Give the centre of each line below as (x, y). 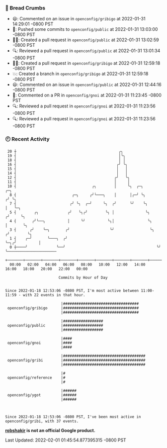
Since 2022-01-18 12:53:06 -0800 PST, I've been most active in (73, 417)
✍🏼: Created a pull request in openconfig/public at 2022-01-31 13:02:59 (85, 40)
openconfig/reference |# (36, 377)
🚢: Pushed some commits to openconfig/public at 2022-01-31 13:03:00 (85, 29)
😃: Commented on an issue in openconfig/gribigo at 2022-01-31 (79, 19)
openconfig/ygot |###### (42, 395)
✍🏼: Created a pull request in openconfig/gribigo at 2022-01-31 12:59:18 (86, 63)
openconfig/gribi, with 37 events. (42, 421)
